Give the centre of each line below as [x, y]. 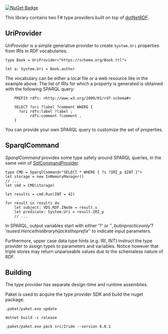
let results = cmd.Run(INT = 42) [40, 194]
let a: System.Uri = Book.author [40, 69]
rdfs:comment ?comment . [56, 116]
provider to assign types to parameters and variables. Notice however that [82, 246]
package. [15, 300]
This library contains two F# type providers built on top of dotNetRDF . [77, 17]
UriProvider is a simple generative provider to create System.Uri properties [82, 45]
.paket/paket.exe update [31, 309]
